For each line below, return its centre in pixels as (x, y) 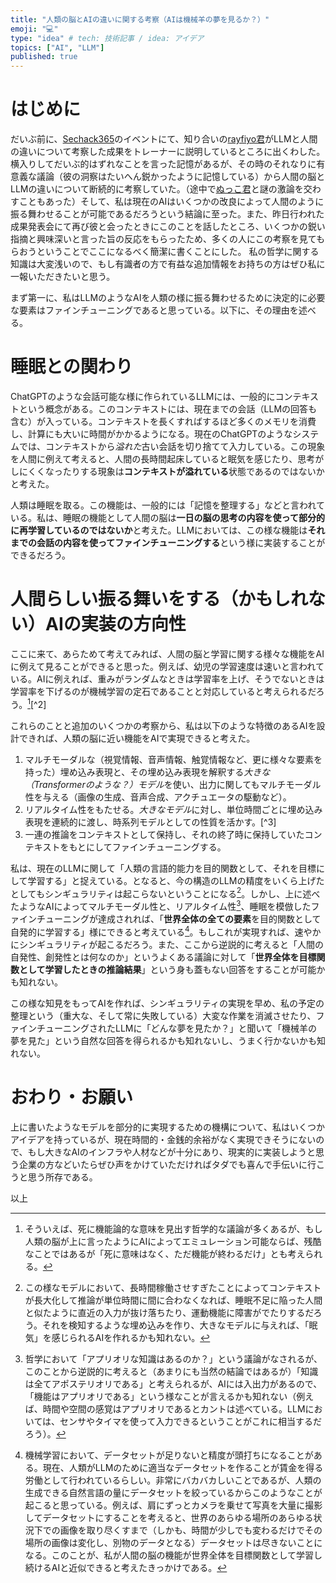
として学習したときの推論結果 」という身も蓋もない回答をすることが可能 (167, 969)
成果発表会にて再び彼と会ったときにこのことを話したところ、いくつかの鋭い (168, 227)
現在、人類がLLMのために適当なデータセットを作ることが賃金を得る (183, 1467)
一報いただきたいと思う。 (63, 277)
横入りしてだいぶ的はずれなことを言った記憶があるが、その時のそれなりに (163, 164)
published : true (44, 57)
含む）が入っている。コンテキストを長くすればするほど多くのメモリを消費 (163, 421)
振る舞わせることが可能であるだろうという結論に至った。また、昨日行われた (167, 214)
